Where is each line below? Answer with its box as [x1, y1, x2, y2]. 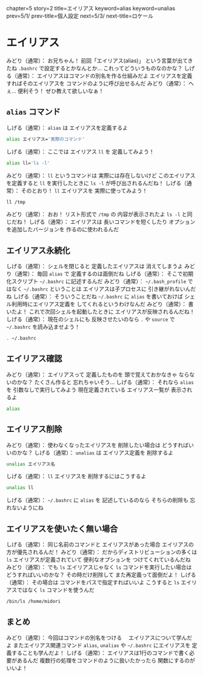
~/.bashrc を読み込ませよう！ [6, 323, 80, 331]
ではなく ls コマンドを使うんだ [16, 587, 95, 594]
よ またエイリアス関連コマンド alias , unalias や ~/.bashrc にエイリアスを [6, 641, 191, 648]
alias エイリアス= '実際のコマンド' [6, 136, 85, 142]
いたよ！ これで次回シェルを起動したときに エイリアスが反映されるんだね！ [6, 308, 195, 315]
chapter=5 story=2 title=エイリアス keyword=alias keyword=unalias [6, 5, 176, 12]
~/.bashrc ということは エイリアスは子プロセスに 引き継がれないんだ [23, 285, 196, 292]
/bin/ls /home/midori [6, 599, 61, 605]
